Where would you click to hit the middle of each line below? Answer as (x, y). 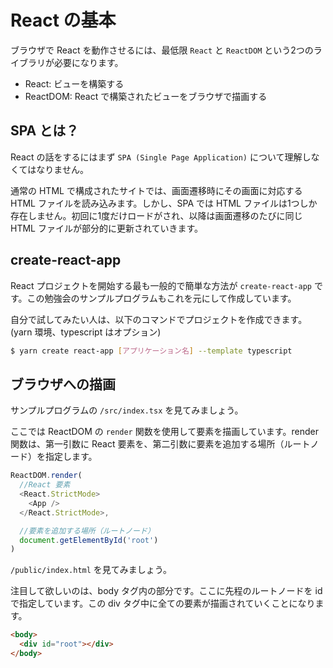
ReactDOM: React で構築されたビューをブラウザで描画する (146, 96)
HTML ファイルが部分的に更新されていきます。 (107, 228)
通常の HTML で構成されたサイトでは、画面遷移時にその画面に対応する (156, 190)
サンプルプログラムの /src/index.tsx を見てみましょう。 (127, 410)
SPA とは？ (45, 131)
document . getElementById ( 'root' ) (89, 540)
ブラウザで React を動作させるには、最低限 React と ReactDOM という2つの (162, 50)
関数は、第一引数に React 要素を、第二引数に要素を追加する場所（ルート (160, 444)
